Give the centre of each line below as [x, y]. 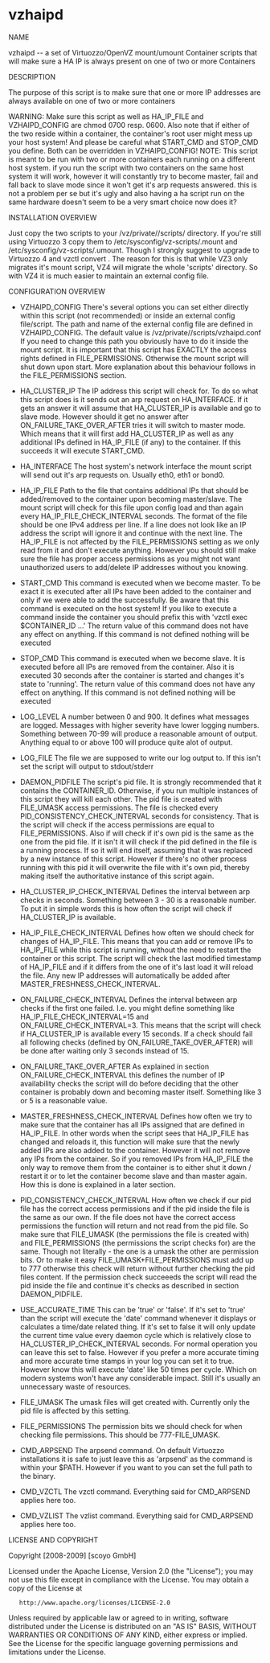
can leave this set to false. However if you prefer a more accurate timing [139, 1352]
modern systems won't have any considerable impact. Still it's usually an [140, 1378]
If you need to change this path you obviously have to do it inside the [134, 341]
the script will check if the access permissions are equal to [117, 824]
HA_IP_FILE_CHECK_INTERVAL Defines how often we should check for [137, 932]
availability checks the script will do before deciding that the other [129, 1083]
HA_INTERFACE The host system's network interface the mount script [135, 466]
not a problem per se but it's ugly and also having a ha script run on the [127, 193]
